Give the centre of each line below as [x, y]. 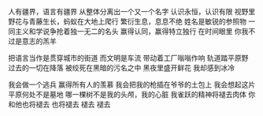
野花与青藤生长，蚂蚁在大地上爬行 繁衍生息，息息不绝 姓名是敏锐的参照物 [127, 21]
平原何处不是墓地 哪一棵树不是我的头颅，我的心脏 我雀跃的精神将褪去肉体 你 [132, 94]
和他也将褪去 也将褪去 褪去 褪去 [59, 104]
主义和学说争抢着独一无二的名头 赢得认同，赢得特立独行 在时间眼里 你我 [131, 31]
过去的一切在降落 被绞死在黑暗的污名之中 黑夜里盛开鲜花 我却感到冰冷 [121, 68]
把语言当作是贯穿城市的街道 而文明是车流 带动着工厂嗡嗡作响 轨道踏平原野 [128, 58]
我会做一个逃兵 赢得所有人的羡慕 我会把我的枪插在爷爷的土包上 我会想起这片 [132, 84]
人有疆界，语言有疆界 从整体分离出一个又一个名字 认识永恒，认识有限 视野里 [132, 11]
